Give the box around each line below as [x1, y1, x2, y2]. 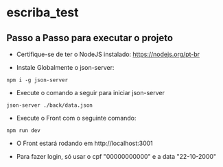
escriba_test [6, 5, 80, 21]
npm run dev [6, 127, 40, 134]
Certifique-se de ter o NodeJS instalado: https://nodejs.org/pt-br [16, 50, 200, 58]
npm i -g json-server [6, 77, 69, 83]
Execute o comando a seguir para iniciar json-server [16, 89, 165, 97]
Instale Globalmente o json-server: [16, 64, 115, 71]
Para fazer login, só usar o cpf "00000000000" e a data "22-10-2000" [16, 153, 217, 160]
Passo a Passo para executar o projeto [6, 32, 173, 44]
